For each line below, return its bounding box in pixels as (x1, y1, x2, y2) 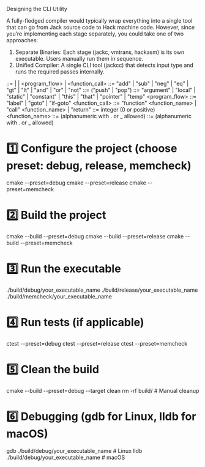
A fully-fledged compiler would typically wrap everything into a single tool (6, 17, 193, 24)
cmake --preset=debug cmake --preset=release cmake (6, 179, 147, 186)
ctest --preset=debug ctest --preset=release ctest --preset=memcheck (6, 340, 188, 347)
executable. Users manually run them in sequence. (15, 55, 144, 62)
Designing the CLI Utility (6, 6, 67, 12)
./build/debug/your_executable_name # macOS (6, 454, 125, 461)
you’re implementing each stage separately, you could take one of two (6, 30, 184, 37)
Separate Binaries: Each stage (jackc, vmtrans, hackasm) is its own (15, 48, 185, 56)
